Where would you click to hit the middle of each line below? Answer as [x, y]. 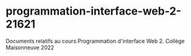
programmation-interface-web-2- [94, 11]
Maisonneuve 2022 [30, 47]
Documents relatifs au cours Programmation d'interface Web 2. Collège [95, 41]
